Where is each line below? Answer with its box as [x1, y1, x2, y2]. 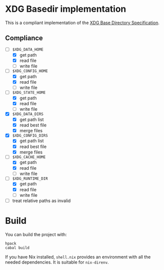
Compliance [5, 34, 43, 42]
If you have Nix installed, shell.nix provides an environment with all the [5, 254, 151, 260]
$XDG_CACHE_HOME [12, 155, 46, 160]
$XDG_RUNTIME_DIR [12, 176, 48, 181]
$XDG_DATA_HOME [12, 47, 44, 52]
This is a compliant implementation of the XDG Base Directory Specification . [5, 20, 160, 26]
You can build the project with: [5, 231, 67, 237]
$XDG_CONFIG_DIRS [12, 133, 48, 138]
